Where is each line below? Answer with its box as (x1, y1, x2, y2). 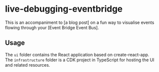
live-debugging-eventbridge (5, 3, 123, 15)
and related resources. (5, 62, 50, 68)
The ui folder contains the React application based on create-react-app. (5, 52, 149, 57)
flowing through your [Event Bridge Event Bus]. (5, 24, 99, 30)
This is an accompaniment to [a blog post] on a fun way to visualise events (5, 19, 154, 25)
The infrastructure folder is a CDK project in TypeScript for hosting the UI (5, 57, 154, 63)
